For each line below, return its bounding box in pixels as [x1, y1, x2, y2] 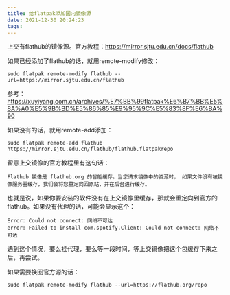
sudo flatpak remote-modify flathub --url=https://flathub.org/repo [7, 282, 207, 289]
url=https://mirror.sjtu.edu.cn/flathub [7, 77, 125, 84]
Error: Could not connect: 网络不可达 [7, 217, 113, 224]
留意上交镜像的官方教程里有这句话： [7, 158, 110, 167]
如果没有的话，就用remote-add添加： [7, 126, 113, 134]
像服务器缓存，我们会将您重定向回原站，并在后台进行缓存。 [7, 181, 150, 188]
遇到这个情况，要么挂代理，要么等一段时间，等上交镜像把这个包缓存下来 [7, 245, 211, 253]
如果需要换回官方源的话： [7, 268, 80, 276]
